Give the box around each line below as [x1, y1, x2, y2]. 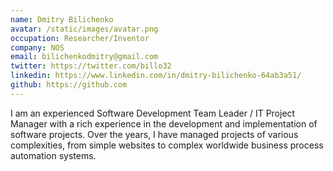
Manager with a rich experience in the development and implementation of [10, 117, 318, 130]
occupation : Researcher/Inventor [10, 33, 150, 43]
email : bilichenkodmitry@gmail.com [10, 52, 159, 62]
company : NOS [10, 42, 65, 53]
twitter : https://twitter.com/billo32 [10, 61, 172, 71]
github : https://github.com [10, 80, 128, 90]
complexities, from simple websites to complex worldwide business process [10, 139, 324, 151]
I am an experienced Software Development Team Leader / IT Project [10, 107, 296, 119]
